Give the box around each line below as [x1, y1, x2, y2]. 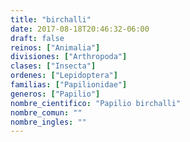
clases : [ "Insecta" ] [10, 61, 97, 71]
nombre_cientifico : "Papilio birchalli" [10, 98, 182, 108]
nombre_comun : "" [10, 107, 83, 118]
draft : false [10, 33, 65, 43]
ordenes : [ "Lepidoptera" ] [10, 71, 118, 81]
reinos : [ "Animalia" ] [10, 42, 101, 53]
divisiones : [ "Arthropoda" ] [10, 52, 128, 62]
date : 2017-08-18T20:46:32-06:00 [10, 24, 150, 34]
